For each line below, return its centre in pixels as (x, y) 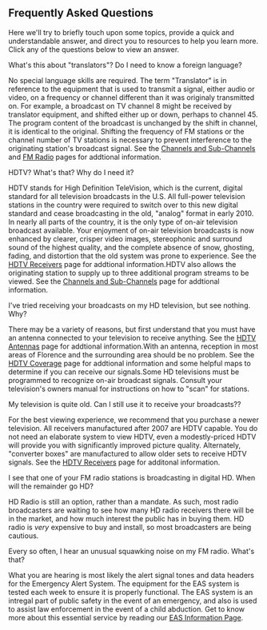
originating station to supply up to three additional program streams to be (129, 273)
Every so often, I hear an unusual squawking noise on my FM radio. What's (132, 551)
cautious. (24, 536)
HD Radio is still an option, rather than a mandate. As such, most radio (124, 501)
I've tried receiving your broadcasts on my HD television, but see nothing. (130, 305)
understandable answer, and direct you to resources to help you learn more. (133, 41)
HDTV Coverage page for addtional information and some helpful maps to (130, 363)
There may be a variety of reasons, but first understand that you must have (132, 329)
